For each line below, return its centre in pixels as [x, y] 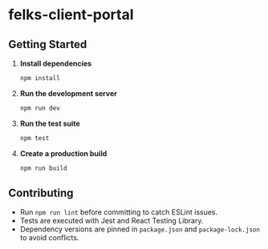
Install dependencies [56, 63]
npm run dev [40, 108]
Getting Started [48, 44]
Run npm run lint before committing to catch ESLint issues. [119, 212]
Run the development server [69, 93]
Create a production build [63, 153]
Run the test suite [50, 123]
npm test [35, 138]
